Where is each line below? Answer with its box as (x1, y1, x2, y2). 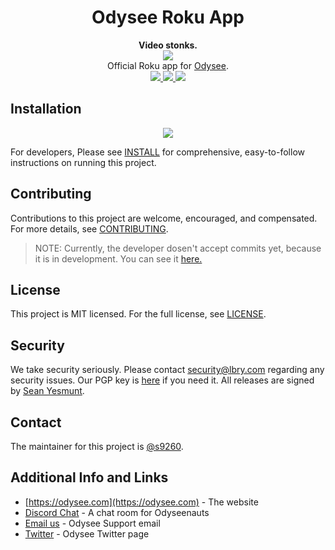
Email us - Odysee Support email (24, 517, 161, 529)
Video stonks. (138, 39, 198, 51)
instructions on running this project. (10, 156, 157, 168)
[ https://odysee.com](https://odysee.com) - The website (24, 496, 259, 508)
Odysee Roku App (91, 6, 245, 29)
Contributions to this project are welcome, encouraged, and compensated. (10, 212, 318, 224)
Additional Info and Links (10, 469, 169, 486)
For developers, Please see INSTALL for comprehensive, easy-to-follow (10, 146, 305, 158)
